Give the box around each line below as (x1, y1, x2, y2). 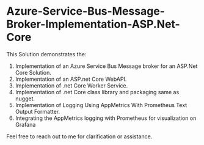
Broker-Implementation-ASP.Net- (6, 17, 180, 31)
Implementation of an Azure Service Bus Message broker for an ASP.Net (15, 62, 198, 70)
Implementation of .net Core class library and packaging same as (15, 88, 180, 95)
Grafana (15, 121, 36, 128)
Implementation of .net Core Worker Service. (15, 81, 128, 89)
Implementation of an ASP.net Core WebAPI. (15, 75, 127, 83)
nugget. (15, 95, 35, 102)
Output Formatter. (15, 108, 60, 115)
